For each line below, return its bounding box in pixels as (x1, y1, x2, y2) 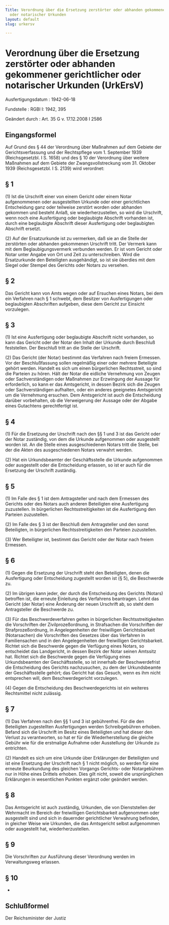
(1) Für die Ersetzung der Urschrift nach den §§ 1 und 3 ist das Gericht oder (5, 431, 161, 437)
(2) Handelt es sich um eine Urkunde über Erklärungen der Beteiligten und (5, 755, 159, 761)
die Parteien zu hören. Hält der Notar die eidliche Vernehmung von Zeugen (5, 371, 160, 377)
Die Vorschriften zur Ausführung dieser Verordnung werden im (5, 853, 135, 860)
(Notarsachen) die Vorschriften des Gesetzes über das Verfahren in (5, 632, 145, 638)
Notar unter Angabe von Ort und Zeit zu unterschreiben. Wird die (5, 251, 140, 257)
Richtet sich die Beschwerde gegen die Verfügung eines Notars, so (5, 643, 144, 649)
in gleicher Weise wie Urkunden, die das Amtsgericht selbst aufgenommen (5, 820, 160, 826)
